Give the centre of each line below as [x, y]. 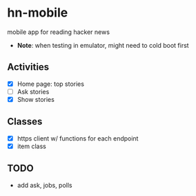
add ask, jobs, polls [45, 185]
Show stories [36, 99]
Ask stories [33, 91]
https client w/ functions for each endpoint [78, 138]
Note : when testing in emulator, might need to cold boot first [103, 45]
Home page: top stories [51, 84]
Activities [28, 67]
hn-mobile [38, 13]
